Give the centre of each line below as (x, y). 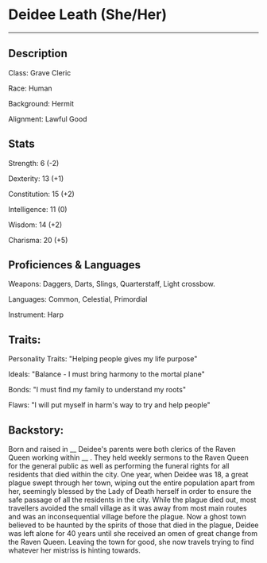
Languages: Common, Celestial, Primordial (78, 299)
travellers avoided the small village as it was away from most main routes (128, 508)
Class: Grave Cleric (40, 72)
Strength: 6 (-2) (34, 163)
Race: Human (31, 88)
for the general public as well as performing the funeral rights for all (119, 466)
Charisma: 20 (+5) (38, 240)
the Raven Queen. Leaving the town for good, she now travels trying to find (131, 542)
